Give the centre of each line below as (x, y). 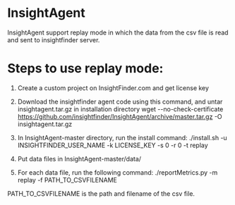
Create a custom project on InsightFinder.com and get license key (113, 88)
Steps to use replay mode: (85, 69)
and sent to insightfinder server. (54, 39)
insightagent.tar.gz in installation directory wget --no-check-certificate (120, 109)
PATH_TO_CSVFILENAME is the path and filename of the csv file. (101, 193)
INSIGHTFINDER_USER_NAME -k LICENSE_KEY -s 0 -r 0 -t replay (113, 145)
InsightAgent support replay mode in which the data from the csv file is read (118, 32)
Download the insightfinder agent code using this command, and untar (120, 101)
